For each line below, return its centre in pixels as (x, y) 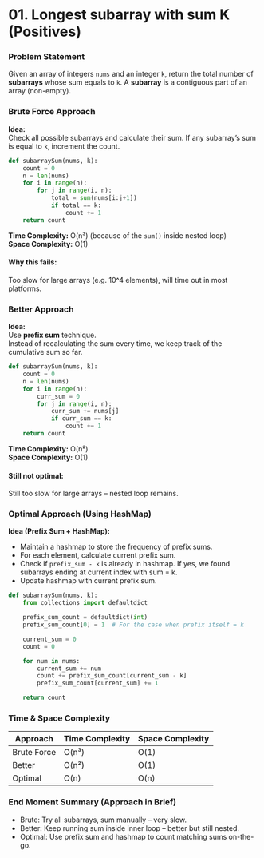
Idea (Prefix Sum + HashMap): (59, 531)
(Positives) (45, 32)
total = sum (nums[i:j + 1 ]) (94, 198)
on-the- (241, 836)
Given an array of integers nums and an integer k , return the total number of (131, 74)
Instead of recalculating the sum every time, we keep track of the (115, 344)
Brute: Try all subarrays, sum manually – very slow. (103, 820)
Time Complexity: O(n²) (48, 448)
